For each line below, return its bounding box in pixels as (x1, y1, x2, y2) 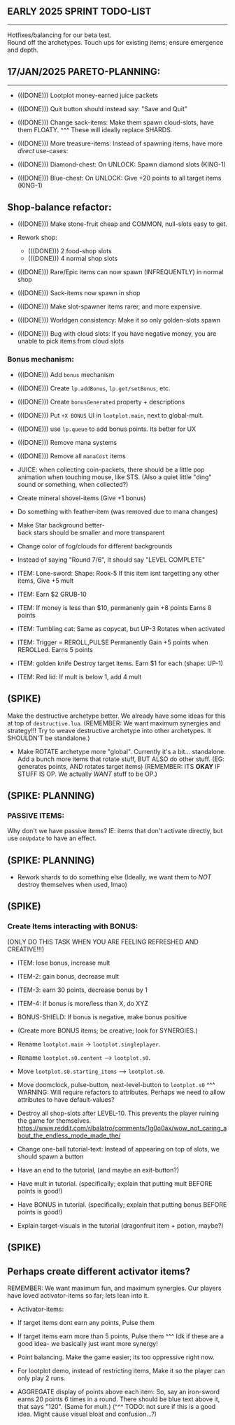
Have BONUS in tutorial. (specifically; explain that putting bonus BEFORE (17, 1200, 227, 1209)
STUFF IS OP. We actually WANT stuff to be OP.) (17, 770, 157, 778)
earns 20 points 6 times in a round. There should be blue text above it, (17, 1395, 220, 1403)
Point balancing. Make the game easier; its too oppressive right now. (17, 1353, 215, 1361)
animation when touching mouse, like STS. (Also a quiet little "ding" (17, 472, 212, 481)
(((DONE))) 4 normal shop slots (27, 255, 118, 263)
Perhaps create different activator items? (7, 1266, 191, 1277)
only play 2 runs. (17, 1374, 66, 1382)
